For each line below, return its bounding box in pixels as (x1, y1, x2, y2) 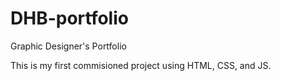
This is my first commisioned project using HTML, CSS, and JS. (10, 59, 272, 71)
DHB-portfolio (10, 7, 129, 30)
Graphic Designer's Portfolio (10, 40, 127, 52)
